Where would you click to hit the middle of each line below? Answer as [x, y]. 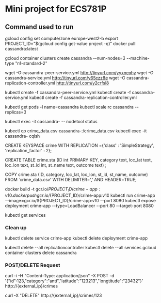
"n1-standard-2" [31, 63]
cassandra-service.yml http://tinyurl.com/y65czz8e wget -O [65, 78]
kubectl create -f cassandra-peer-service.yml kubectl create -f [68, 92]
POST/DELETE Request [33, 265]
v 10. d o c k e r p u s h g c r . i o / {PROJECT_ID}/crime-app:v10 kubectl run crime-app [80, 195]
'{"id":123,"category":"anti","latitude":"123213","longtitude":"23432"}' [74, 281]
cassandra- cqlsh [23, 136]
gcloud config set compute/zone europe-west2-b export [62, 38]
